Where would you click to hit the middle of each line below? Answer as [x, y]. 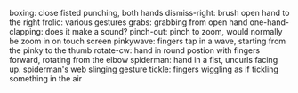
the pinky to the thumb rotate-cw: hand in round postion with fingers [135, 50]
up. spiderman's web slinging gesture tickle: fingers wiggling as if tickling [144, 69]
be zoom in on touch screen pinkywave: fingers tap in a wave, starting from [148, 41]
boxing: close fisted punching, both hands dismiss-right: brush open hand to [149, 13]
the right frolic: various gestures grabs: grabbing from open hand [129, 22]
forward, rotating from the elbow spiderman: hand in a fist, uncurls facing [144, 60]
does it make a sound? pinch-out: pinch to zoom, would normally [164, 31]
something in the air [46, 78]
